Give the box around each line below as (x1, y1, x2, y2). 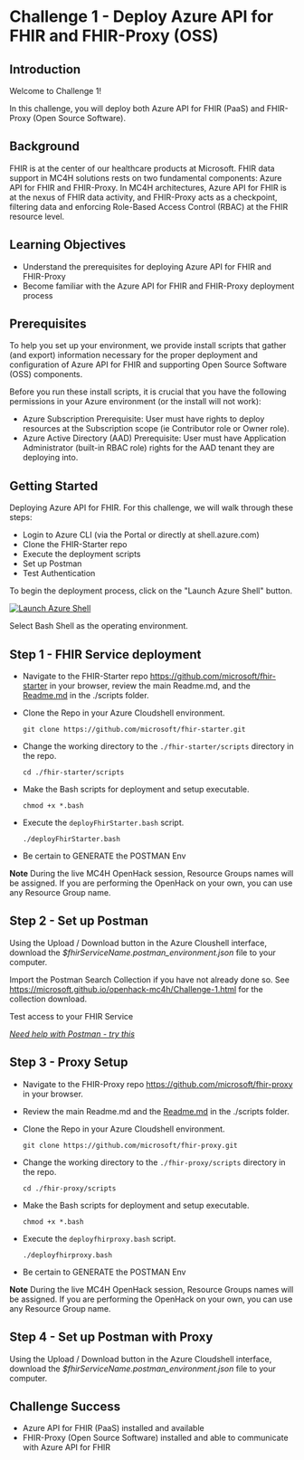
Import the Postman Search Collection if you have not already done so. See (9, 974, 290, 985)
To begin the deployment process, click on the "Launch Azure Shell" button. (9, 585, 293, 596)
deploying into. (22, 452, 79, 463)
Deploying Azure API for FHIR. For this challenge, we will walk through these (9, 502, 294, 513)
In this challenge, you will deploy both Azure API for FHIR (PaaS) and (9, 103, 265, 114)
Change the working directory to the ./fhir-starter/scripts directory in (22, 741, 294, 752)
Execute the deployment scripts (22, 549, 141, 560)
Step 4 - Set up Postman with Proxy (9, 1330, 214, 1345)
